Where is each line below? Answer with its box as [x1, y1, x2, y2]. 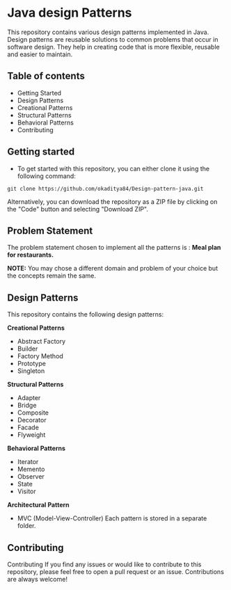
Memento [17, 465, 45, 474]
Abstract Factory [17, 337, 66, 346]
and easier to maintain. [7, 50, 73, 58]
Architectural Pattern [7, 501, 70, 509]
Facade [17, 423, 40, 432]
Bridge [17, 401, 37, 410]
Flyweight [17, 431, 46, 439]
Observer [17, 472, 45, 481]
